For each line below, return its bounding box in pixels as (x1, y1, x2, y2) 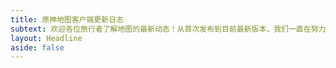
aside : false (10, 42, 65, 53)
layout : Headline (10, 33, 83, 43)
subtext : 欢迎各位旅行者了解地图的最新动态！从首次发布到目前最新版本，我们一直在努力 (10, 24, 327, 34)
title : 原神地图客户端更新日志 (10, 14, 124, 25)
